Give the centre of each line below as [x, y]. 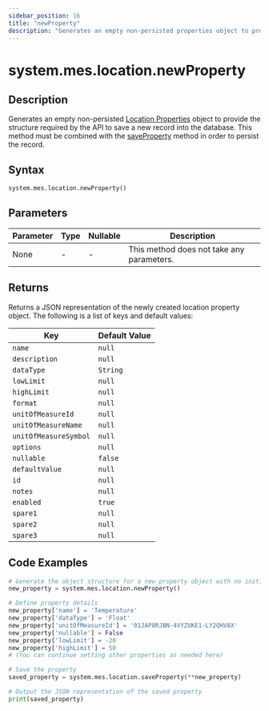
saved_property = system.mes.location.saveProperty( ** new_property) [125, 677]
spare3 [25, 535]
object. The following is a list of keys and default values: [101, 315]
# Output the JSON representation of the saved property [105, 692]
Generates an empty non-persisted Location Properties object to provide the [134, 119]
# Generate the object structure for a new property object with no [125, 581]
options [27, 447]
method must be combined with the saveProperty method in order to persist [134, 136]
